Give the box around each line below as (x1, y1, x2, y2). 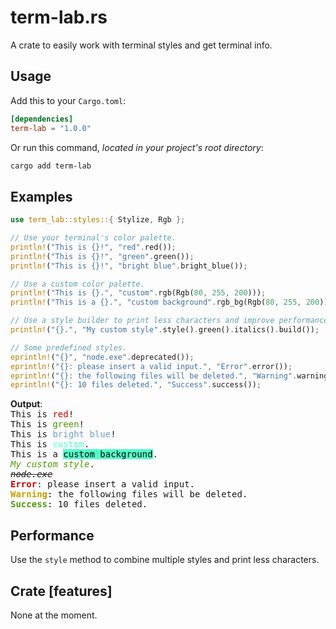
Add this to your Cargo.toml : (10, 94, 127, 106)
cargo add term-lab (10, 161, 92, 171)
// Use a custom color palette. (10, 279, 145, 289)
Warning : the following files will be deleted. (10, 489, 248, 500)
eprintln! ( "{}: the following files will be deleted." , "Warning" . (10, 371, 298, 381)
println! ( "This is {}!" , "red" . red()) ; (10, 242, 177, 252)
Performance (10, 527, 95, 544)
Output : (10, 398, 43, 410)
